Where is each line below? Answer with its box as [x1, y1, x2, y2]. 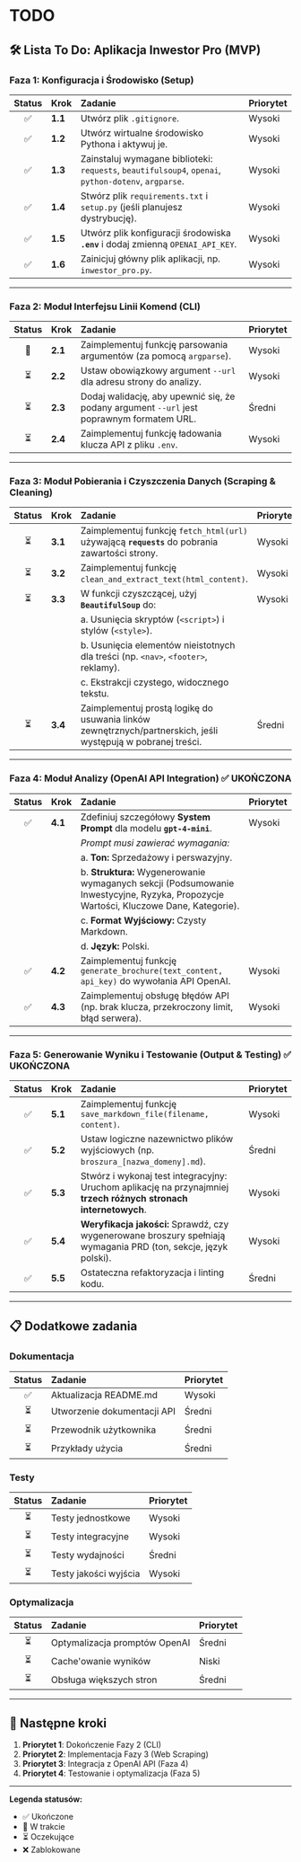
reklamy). [80, 661, 121, 674]
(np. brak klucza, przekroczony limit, [80, 1000, 234, 1013]
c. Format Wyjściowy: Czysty [80, 914, 207, 927]
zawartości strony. [80, 547, 159, 560]
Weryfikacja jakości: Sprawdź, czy [80, 1219, 229, 1231]
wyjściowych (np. [80, 1144, 155, 1157]
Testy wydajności [50, 1548, 125, 1561]
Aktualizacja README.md [50, 1388, 159, 1401]
